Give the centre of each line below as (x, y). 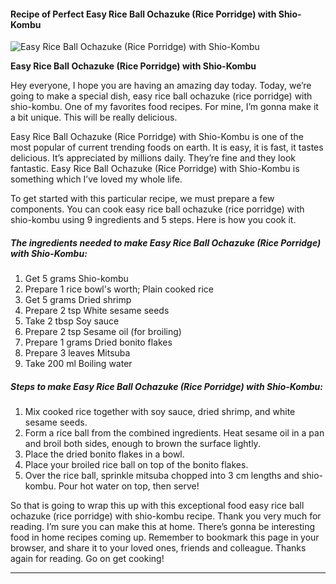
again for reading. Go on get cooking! (87, 559)
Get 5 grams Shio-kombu (76, 279)
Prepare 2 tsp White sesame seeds (97, 311)
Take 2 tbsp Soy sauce (72, 321)
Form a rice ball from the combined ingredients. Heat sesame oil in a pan (174, 433)
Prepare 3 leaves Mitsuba (77, 353)
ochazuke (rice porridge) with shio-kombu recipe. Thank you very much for (166, 516)
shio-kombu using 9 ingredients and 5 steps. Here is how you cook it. (153, 220)
